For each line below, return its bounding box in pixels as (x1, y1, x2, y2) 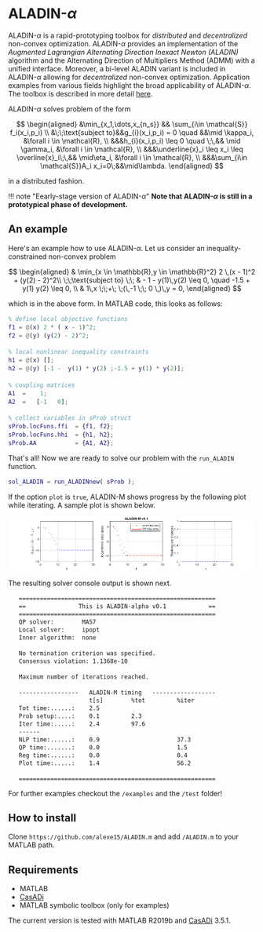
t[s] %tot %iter (89, 696, 195, 704)
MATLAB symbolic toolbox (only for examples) (19, 901, 170, 910)
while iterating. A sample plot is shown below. (8, 500, 155, 510)
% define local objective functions (8, 315, 128, 322)
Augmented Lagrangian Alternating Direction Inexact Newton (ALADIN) (8, 47, 239, 56)
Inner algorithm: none (18, 633, 97, 642)
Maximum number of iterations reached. (18, 672, 149, 681)
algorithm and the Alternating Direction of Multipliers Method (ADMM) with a (8, 56, 255, 65)
